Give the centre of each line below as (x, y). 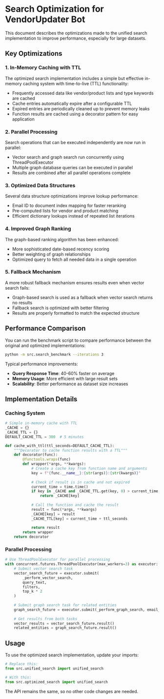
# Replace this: (21, 664)
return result (45, 528)
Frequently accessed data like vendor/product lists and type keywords (83, 93)
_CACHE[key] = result (53, 514)
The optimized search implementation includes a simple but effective (74, 78)
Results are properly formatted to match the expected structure (76, 313)
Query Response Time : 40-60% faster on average (63, 373)
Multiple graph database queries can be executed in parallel (72, 167)
